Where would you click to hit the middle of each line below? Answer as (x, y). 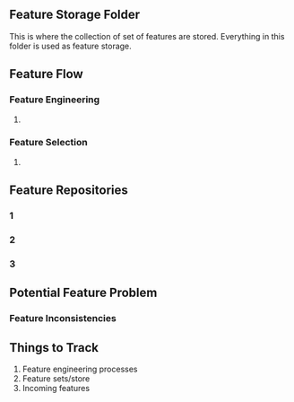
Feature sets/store (56, 379)
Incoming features (56, 389)
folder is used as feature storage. (70, 46)
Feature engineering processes (80, 369)
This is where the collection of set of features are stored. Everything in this (147, 36)
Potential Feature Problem (83, 293)
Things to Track (54, 348)
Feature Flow (46, 74)
